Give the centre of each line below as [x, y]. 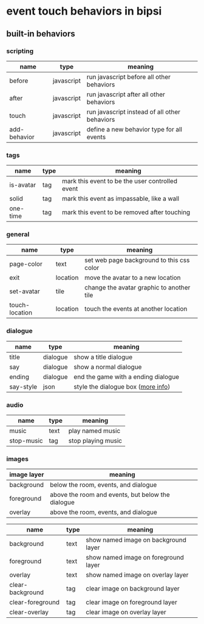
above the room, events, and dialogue [103, 512]
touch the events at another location [136, 309]
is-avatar [23, 185]
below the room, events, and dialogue [103, 485]
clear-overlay [29, 612]
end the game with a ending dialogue [127, 376]
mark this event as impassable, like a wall [121, 199]
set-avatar [25, 291]
